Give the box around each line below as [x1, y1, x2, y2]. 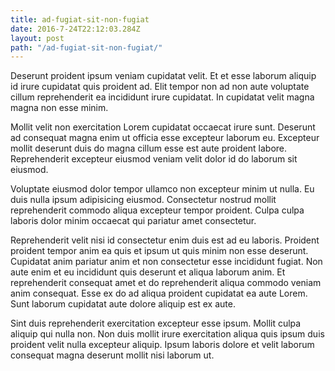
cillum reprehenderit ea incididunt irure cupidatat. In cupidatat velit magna [10, 91, 315, 103]
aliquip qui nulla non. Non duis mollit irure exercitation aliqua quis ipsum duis [10, 328, 325, 340]
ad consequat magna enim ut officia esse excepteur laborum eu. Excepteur [10, 132, 320, 144]
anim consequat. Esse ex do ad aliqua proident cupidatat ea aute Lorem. [10, 287, 308, 300]
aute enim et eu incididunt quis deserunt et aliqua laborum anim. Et [10, 266, 286, 278]
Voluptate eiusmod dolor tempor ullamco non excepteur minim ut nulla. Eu [10, 183, 315, 195]
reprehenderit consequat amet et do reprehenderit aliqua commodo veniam [10, 277, 322, 289]
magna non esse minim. [10, 102, 109, 114]
